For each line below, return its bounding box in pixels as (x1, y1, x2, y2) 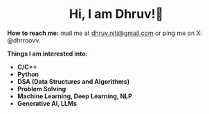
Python (17, 70, 39, 78)
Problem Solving (17, 84, 66, 93)
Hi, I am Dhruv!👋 (69, 6, 164, 22)
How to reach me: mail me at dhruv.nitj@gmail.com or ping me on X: (7, 29, 203, 37)
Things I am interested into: (7, 49, 88, 58)
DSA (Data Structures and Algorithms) (17, 77, 130, 85)
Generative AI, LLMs (17, 99, 78, 107)
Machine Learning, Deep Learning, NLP (17, 92, 133, 100)
